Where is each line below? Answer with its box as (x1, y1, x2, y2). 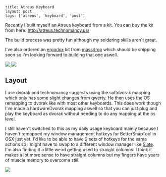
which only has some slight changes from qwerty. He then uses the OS (5, 95, 150, 101)
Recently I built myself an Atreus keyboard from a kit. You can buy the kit (5, 22, 154, 28)
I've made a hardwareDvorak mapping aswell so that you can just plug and (5, 105, 158, 111)
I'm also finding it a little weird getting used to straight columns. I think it (5, 146, 152, 152)
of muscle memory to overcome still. (5, 157, 80, 163)
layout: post (5, 9, 32, 14)
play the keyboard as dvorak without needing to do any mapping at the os (5, 111, 156, 117)
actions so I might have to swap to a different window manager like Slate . (5, 141, 155, 147)
